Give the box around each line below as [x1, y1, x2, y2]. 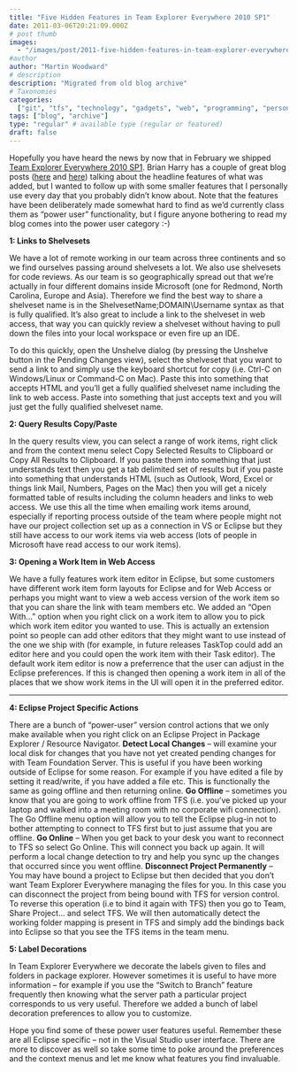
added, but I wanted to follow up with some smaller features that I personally [9, 181, 288, 191]
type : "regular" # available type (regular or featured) [9, 120, 224, 129]
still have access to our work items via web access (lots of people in [9, 529, 258, 540]
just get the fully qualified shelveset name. [9, 401, 164, 412]
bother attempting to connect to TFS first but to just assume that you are [9, 822, 273, 833]
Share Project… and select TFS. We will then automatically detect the [9, 907, 261, 918]
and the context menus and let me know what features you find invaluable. [9, 1053, 281, 1063]
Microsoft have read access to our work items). [9, 539, 181, 550]
